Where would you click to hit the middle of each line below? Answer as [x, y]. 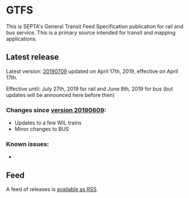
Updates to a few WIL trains [48, 123]
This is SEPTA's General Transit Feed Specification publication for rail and [94, 26]
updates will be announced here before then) [61, 95]
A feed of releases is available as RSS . [52, 189]
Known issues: [28, 144]
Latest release [32, 57]
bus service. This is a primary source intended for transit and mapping [91, 32]
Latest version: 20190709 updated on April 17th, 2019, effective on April [92, 71]
